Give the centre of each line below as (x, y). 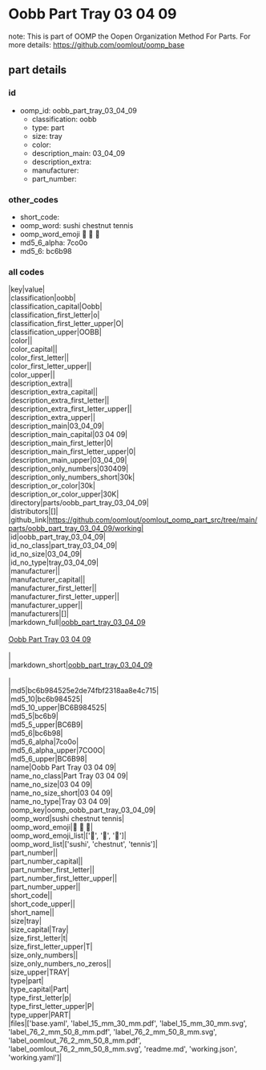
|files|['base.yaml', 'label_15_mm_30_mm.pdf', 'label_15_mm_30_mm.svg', (128, 1023)
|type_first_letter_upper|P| (51, 1007)
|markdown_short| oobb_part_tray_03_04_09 (81, 665)
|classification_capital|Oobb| (55, 307)
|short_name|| (31, 913)
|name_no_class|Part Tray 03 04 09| (68, 776)
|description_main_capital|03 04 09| (68, 435)
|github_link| (29, 520)
